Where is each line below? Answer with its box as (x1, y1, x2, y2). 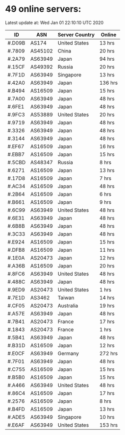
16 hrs (99, 143, 115, 150)
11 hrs (99, 246, 115, 253)
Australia (57, 302, 78, 309)
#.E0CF (7, 350, 25, 357)
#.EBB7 (7, 151, 25, 158)
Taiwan (57, 294, 75, 301)
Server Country (57, 31, 95, 38)
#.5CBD (7, 159, 26, 166)
